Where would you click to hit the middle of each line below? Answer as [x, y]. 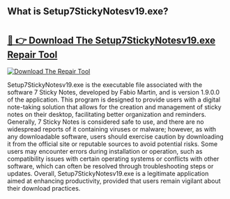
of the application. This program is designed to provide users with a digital [114, 99]
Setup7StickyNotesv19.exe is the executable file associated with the [105, 85]
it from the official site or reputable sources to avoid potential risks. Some [113, 144]
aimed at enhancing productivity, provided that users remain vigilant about [114, 181]
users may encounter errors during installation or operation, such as [105, 151]
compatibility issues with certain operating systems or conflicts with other [113, 159]
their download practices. [44, 188]
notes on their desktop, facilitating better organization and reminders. [107, 114]
